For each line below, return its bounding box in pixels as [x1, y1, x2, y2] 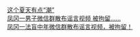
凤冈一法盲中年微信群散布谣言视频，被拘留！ [7, 23, 133, 30]
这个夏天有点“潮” [7, 6, 55, 13]
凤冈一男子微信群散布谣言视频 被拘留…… [7, 14, 122, 22]
